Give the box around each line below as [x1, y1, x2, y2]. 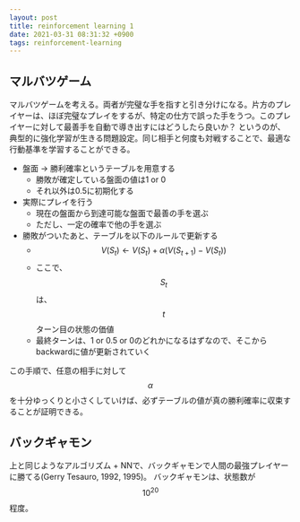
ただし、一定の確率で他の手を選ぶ [35, 219, 162, 230]
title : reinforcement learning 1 [9, 22, 134, 30]
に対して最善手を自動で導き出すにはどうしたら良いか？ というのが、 [32, 122, 286, 133]
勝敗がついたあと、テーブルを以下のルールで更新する [21, 231, 219, 241]
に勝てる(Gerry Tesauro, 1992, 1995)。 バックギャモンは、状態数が [9, 472, 256, 483]
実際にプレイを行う [21, 196, 94, 207]
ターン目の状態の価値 [35, 324, 115, 335]
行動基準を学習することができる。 [9, 144, 135, 155]
